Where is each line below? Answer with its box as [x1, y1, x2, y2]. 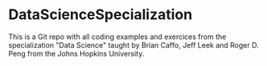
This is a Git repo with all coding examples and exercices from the [8, 32, 227, 41]
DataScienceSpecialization [8, 6, 193, 24]
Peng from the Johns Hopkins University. [8, 49, 145, 58]
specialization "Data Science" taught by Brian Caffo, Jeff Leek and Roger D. [8, 40, 259, 49]
